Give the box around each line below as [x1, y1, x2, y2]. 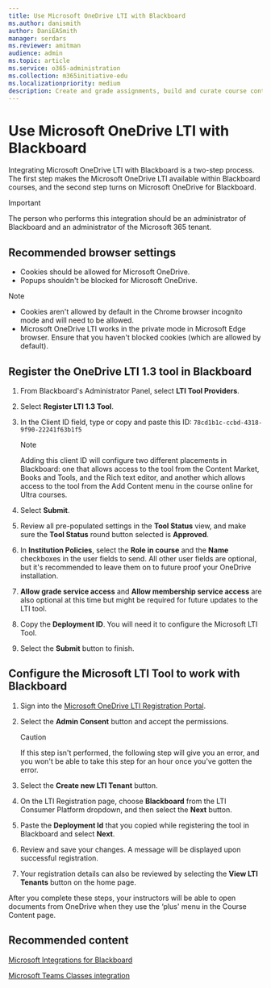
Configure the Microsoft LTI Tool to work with [8, 667, 240, 681]
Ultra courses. [19, 490, 68, 499]
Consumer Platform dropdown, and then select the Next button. [19, 804, 232, 815]
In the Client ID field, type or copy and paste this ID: [19, 417, 192, 427]
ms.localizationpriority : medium [8, 79, 121, 87]
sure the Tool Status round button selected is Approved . [19, 529, 210, 539]
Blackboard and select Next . [19, 828, 115, 839]
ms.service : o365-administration [8, 65, 121, 73]
